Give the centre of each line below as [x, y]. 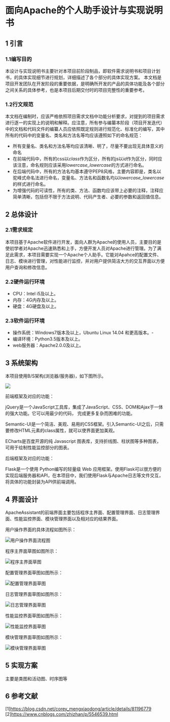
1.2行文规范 [19, 104]
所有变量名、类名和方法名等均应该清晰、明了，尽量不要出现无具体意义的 [88, 146]
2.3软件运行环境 [25, 321]
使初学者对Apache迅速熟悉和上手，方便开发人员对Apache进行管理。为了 [81, 248]
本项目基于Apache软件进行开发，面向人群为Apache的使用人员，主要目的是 [83, 242]
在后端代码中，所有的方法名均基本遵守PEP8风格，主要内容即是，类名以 [87, 172]
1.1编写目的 [18, 59]
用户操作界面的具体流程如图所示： [41, 529]
